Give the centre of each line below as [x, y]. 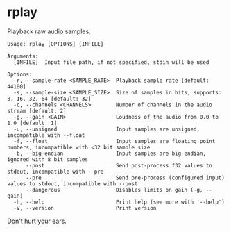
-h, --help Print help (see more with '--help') [119, 202]
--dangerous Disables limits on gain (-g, [114, 190]
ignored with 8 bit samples [48, 159]
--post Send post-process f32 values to [119, 165]
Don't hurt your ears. [37, 221]
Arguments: [23, 56]
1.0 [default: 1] [32, 123]
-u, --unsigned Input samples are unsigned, [106, 129]
